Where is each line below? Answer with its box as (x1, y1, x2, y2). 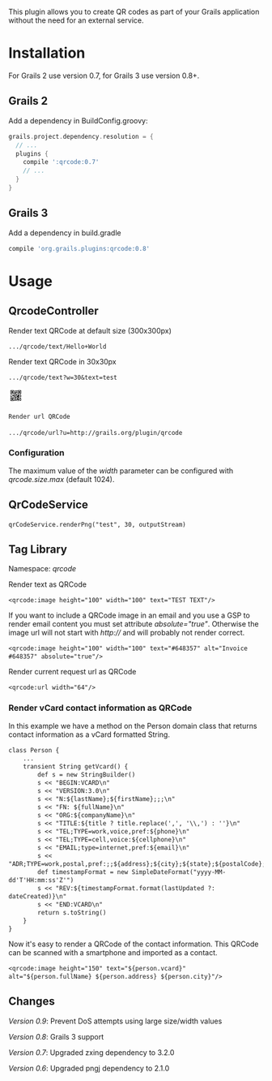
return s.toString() (37, 908, 107, 916)
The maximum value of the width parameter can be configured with (8, 466, 234, 476)
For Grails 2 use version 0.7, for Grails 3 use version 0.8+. (8, 71, 200, 80)
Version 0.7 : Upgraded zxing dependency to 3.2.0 (8, 1047, 175, 1057)
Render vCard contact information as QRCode (8, 702, 193, 713)
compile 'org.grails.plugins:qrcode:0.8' (8, 244, 151, 252)
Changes (8, 994, 55, 1009)
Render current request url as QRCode (8, 667, 137, 677)
